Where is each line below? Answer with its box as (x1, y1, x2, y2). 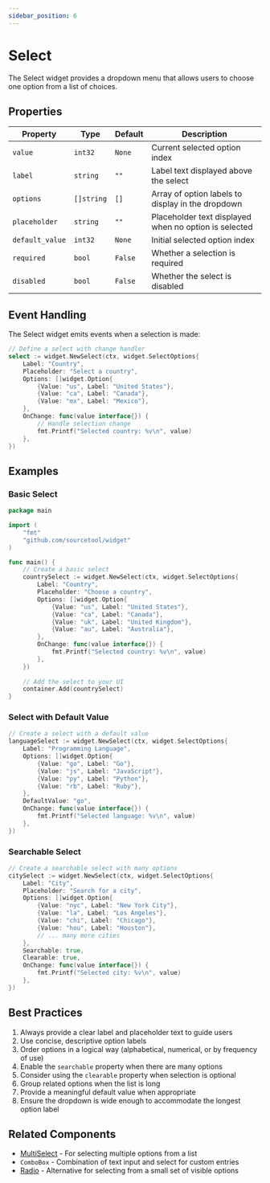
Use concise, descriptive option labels (19, 1036, 147, 1046)
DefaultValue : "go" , (22, 797, 92, 805)
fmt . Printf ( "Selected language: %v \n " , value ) (37, 813, 196, 821)
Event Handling (8, 308, 87, 321)
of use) (19, 1053, 44, 1062)
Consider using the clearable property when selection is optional (19, 1070, 236, 1079)
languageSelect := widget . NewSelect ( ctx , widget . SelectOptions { (8, 737, 228, 746)
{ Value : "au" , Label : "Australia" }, (51, 625, 174, 633)
